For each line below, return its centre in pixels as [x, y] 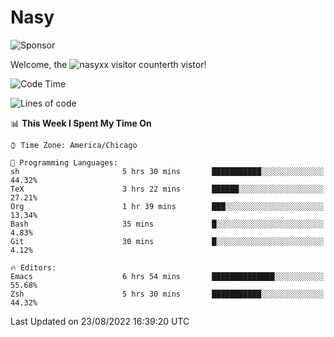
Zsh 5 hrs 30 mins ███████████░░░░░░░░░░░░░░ [167, 294]
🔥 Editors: [33, 267]
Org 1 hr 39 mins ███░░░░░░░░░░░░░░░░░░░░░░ [167, 206]
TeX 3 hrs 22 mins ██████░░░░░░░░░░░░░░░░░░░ [167, 189]
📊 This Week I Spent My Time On [81, 123]
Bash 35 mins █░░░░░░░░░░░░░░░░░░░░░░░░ [167, 224]
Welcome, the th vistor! [108, 64]
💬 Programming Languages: [64, 162]
